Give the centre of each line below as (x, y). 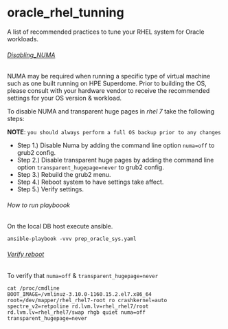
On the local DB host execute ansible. (60, 226)
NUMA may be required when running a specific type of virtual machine (109, 76)
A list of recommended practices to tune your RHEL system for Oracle (106, 32)
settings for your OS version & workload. (65, 98)
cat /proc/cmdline (33, 288)
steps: (16, 119)
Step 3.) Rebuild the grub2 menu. (64, 175)
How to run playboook (39, 205)
